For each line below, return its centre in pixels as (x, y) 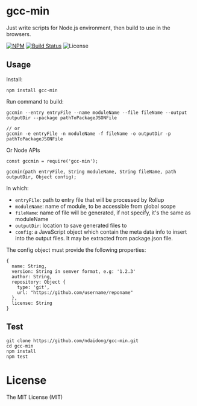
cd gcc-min (20, 346)
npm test (17, 357)
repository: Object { (39, 282)
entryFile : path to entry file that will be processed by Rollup (89, 199)
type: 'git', (33, 287)
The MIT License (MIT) (35, 397)
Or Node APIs (23, 150)
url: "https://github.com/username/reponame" (75, 292)
